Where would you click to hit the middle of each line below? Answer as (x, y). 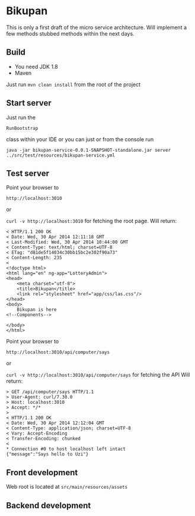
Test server (28, 173)
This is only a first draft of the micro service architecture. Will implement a (97, 27)
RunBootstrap (22, 128)
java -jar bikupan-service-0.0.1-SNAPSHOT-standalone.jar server (88, 150)
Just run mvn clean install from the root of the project (73, 84)
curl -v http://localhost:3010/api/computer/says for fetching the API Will (98, 375)
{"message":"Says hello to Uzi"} (47, 454)
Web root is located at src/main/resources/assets (67, 487)
